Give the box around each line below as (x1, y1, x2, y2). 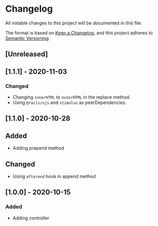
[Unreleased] (5, 50, 48, 59)
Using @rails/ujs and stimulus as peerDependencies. (12, 100, 127, 106)
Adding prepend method (12, 145, 65, 151)
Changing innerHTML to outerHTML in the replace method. (12, 94, 131, 100)
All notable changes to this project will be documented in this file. (5, 20, 143, 26)
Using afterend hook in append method (12, 174, 96, 180)
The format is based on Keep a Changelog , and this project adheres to (5, 30, 153, 36)
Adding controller (12, 215, 49, 221)
